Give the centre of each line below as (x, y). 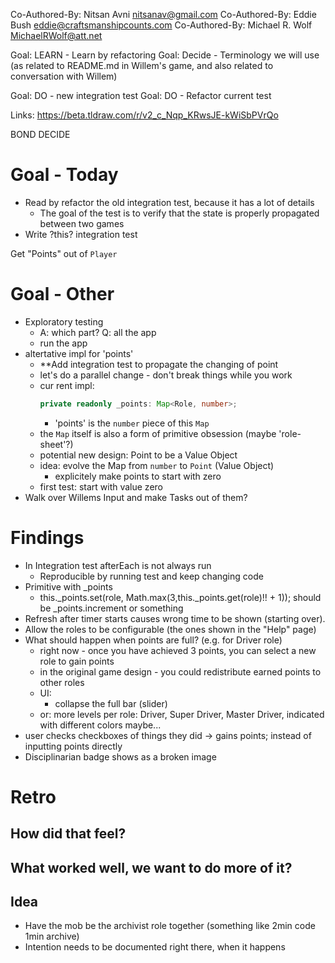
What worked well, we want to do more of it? (151, 867)
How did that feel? (68, 834)
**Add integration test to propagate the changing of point (159, 364)
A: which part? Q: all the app (98, 332)
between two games (82, 223)
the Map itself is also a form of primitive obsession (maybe (158, 433)
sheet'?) (56, 444)
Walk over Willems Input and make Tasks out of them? (136, 497)
